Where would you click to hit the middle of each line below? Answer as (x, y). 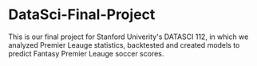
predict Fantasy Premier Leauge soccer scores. (86, 53)
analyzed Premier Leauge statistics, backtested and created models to (124, 45)
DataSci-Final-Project (82, 15)
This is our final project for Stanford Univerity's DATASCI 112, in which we (128, 37)
